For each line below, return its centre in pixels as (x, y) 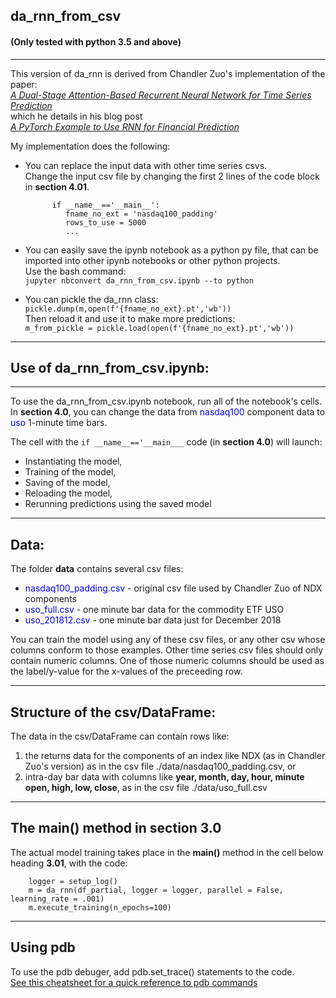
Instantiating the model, (73, 461)
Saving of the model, (67, 483)
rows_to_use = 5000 (106, 222)
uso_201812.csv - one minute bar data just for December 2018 (153, 620)
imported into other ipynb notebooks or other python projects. (152, 260)
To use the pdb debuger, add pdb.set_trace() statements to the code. (152, 971)
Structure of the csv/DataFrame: (113, 712)
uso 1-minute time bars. (59, 423)
